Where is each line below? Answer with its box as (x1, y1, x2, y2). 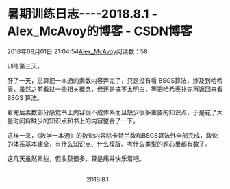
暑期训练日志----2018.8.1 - (7, 6, 157, 22)
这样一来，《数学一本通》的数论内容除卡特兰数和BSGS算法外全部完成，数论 (7, 131, 218, 139)
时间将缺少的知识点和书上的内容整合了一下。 (12, 116, 139, 125)
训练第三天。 (7, 62, 43, 70)
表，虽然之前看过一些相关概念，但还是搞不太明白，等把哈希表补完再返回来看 (7, 85, 223, 93)
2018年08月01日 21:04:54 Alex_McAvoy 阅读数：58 (7, 47, 149, 55)
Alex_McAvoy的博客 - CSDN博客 (7, 23, 193, 39)
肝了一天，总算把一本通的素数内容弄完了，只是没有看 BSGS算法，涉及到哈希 (7, 76, 223, 84)
